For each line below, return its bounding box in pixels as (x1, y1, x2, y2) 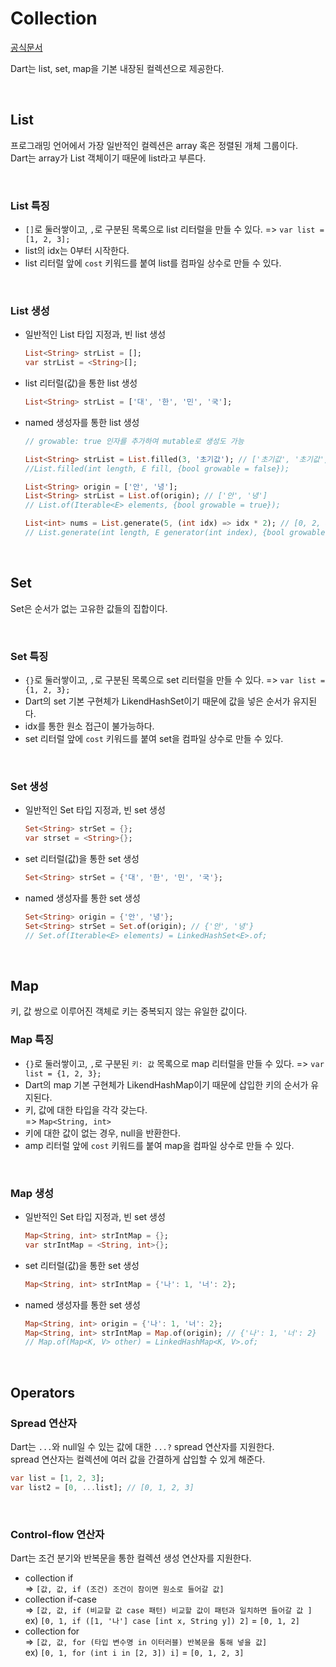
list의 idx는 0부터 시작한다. (24, 245, 130, 257)
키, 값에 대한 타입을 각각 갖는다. (24, 1103, 148, 1116)
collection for (24, 1625, 80, 1637)
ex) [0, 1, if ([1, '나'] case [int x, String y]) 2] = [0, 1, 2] (24, 1615, 301, 1627)
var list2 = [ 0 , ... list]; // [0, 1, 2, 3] (10, 1482, 195, 1492)
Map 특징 (10, 1033, 55, 1047)
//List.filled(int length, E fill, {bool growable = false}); (24, 463, 290, 474)
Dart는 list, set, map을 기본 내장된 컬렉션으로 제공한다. (10, 62, 225, 74)
